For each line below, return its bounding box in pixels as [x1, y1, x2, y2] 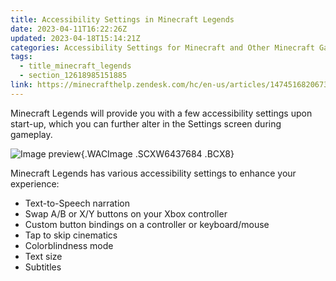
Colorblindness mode [24, 239, 114, 251]
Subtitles [24, 261, 62, 273]
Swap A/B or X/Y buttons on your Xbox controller [24, 207, 228, 220]
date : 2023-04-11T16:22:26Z [10, 24, 128, 34]
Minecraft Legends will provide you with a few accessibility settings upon [10, 107, 313, 119]
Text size [24, 250, 63, 262]
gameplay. [10, 128, 53, 140]
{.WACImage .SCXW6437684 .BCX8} [80, 147, 235, 160]
